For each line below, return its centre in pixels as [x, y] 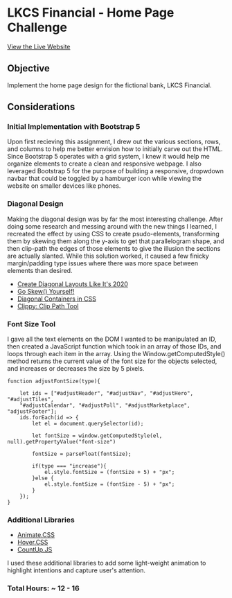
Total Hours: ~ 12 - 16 [43, 588]
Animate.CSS [36, 535]
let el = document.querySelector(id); [88, 424]
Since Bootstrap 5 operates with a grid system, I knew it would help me [108, 157]
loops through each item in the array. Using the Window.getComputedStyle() [116, 354]
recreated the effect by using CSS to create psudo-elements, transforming [113, 234]
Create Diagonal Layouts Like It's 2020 [72, 284]
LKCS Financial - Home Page [91, 13]
